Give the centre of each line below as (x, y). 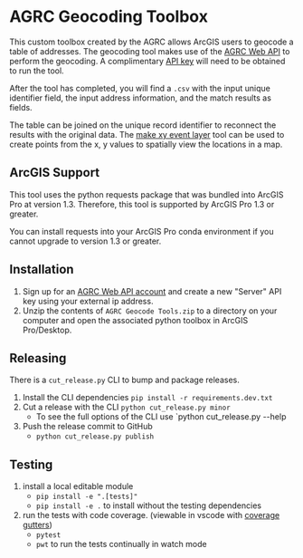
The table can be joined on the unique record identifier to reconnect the (143, 125)
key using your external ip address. (88, 301)
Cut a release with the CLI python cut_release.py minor (126, 407)
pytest (48, 535)
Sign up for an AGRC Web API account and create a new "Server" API (152, 291)
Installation (42, 269)
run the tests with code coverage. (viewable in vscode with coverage (151, 515)
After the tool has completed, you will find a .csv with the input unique (140, 88)
